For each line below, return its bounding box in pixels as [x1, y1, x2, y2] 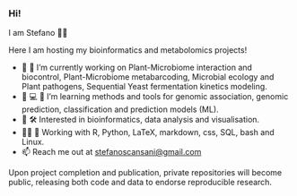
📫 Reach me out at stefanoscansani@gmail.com [21, 147, 202, 158]
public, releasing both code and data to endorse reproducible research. [8, 177, 273, 188]
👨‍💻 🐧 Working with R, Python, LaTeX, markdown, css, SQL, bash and [21, 127, 275, 138]
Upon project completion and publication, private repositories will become [8, 167, 283, 178]
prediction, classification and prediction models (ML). [21, 104, 219, 115]
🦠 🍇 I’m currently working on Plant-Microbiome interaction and [21, 62, 253, 73]
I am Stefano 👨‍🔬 [8, 28, 68, 38]
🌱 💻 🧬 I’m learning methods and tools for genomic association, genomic [21, 91, 289, 102]
